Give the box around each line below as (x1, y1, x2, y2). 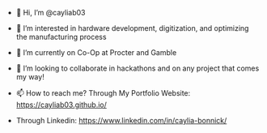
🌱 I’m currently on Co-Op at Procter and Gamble (15, 48, 177, 57)
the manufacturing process (15, 32, 107, 41)
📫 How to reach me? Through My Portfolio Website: (15, 88, 191, 97)
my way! (15, 72, 44, 81)
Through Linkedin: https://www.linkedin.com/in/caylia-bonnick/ (15, 116, 227, 125)
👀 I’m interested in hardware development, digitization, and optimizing (15, 24, 249, 32)
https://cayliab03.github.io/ (15, 100, 108, 109)
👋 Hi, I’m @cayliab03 (15, 8, 86, 17)
